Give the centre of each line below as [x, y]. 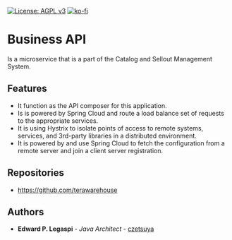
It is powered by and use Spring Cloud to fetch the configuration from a [121, 143]
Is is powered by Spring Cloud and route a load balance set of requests [121, 113]
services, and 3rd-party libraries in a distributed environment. [107, 136]
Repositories [36, 173]
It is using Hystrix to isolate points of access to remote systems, [110, 128]
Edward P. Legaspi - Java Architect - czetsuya [86, 229]
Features [27, 89]
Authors [26, 212]
